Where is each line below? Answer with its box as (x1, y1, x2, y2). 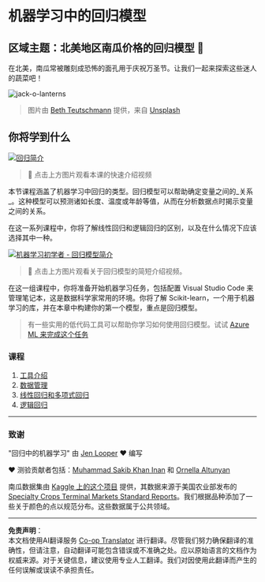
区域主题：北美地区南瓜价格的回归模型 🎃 (8, 41, 204, 54)
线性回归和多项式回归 (19, 390, 89, 400)
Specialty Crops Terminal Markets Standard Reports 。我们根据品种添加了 (8, 492, 246, 502)
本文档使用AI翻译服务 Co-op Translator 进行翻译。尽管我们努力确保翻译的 (8, 535, 247, 545)
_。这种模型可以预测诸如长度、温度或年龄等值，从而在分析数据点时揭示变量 (8, 196, 254, 206)
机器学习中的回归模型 (8, 7, 147, 25)
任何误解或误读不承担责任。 (8, 565, 99, 575)
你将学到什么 (8, 131, 71, 144)
